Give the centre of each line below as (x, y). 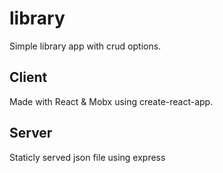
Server (31, 133)
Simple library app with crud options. (85, 46)
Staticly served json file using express (87, 157)
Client (28, 77)
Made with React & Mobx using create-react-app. (111, 101)
